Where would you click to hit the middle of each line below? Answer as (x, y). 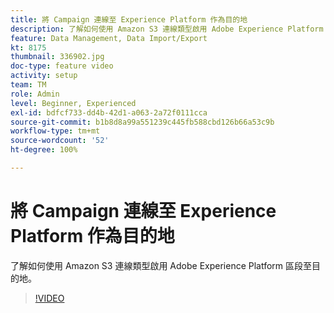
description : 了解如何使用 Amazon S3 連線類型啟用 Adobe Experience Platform (167, 29)
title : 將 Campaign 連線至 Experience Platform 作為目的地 (129, 19)
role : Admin (35, 94)
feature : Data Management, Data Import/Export (109, 38)
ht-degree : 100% (44, 150)
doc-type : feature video (62, 66)
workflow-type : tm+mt (55, 131)
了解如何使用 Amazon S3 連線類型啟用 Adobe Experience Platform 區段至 (161, 265)
